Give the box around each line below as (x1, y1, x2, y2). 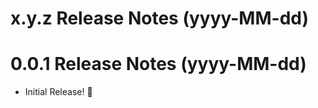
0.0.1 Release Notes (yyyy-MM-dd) (10, 53, 307, 76)
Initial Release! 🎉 (24, 86, 93, 98)
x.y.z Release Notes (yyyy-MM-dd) (10, 7, 309, 30)
